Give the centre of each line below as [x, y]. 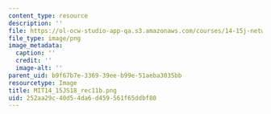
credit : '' [34, 61]
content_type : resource [48, 16]
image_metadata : [35, 46]
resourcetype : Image [43, 83]
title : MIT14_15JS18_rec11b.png [63, 90]
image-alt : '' [39, 68]
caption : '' [36, 53]
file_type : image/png [45, 38]
